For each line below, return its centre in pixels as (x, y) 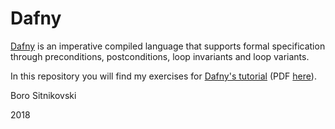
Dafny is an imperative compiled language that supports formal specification (168, 46)
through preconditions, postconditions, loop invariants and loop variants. (160, 56)
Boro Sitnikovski (43, 95)
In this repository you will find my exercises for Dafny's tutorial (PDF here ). (163, 76)
